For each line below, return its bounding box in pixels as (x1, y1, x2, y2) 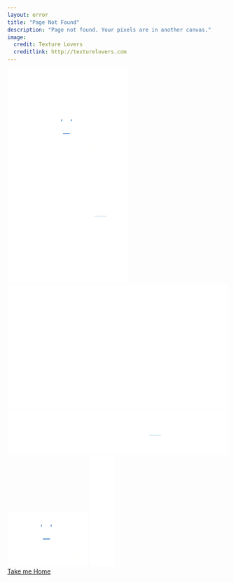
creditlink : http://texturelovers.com (13, 48, 128, 56)
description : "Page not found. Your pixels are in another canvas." (7, 26, 212, 33)
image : (7, 34, 27, 41)
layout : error (7, 11, 49, 18)
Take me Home (7, 567, 51, 576)
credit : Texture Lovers (13, 41, 83, 48)
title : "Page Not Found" (7, 18, 80, 26)
